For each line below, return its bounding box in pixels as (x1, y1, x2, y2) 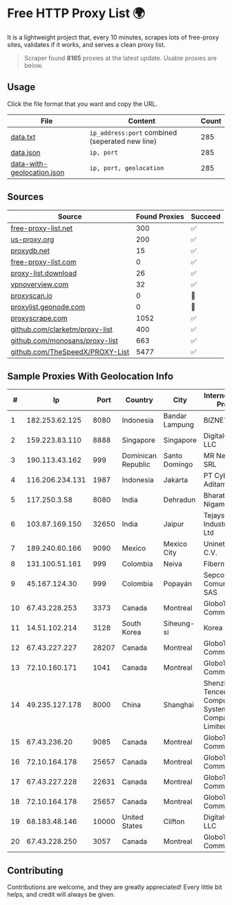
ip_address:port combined (89, 127, 177, 137)
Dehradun (163, 495, 196, 505)
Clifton (163, 817, 185, 827)
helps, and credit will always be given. (7, 890, 115, 899)
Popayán (163, 579, 192, 589)
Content (128, 116, 156, 125)
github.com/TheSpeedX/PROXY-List (10, 347, 130, 356)
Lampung (163, 420, 195, 430)
